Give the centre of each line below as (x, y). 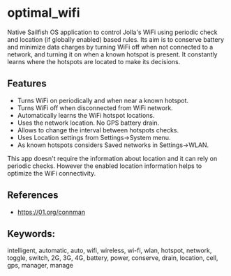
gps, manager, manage (40, 266)
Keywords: (31, 234)
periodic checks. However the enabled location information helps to (105, 166)
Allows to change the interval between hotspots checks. (98, 130)
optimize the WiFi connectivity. (52, 173)
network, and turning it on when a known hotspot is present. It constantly (112, 54)
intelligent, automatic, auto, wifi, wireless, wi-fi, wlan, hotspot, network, (110, 251)
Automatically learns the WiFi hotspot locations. (86, 115)
